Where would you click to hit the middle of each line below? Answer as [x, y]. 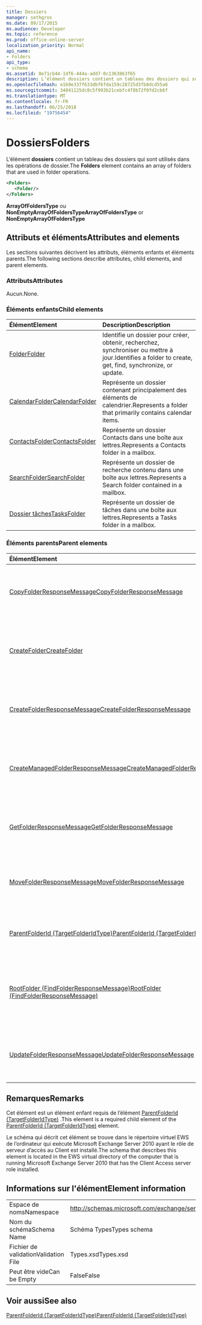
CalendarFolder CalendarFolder [53, 402]
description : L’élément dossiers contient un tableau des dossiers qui [98, 79]
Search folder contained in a [142, 485]
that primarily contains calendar [147, 413]
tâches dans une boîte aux [139, 510]
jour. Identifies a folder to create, [147, 358]
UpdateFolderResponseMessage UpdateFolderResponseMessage [102, 1054]
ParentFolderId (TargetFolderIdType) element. [63, 1126]
